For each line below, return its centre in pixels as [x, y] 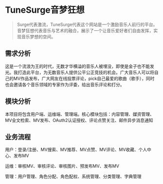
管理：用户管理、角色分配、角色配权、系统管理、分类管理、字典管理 [73, 177]
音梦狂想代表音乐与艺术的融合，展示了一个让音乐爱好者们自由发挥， [85, 30]
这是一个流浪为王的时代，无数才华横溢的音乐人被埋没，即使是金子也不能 [77, 66]
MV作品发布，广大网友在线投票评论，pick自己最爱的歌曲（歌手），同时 [84, 78]
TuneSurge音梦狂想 [45, 10]
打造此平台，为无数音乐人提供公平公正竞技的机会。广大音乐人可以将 [86, 72]
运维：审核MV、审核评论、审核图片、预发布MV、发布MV [62, 166]
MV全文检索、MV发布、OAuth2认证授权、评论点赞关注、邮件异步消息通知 [79, 120]
